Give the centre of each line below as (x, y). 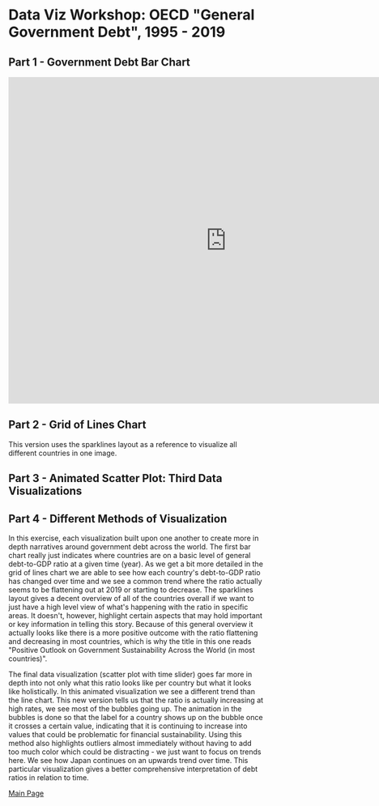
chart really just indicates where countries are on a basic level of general (130, 556)
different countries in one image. (63, 453)
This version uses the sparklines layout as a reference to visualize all (123, 444)
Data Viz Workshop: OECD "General (132, 15)
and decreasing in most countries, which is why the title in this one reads (130, 642)
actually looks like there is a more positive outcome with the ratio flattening (133, 633)
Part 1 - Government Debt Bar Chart (99, 62)
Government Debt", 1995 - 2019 (117, 32)
